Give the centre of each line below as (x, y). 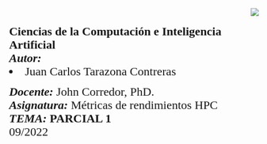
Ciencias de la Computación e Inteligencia (115, 31)
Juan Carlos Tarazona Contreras (101, 72)
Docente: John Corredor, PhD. (82, 91)
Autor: (25, 58)
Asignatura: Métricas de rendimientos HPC (114, 105)
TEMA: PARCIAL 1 (60, 118)
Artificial (32, 45)
